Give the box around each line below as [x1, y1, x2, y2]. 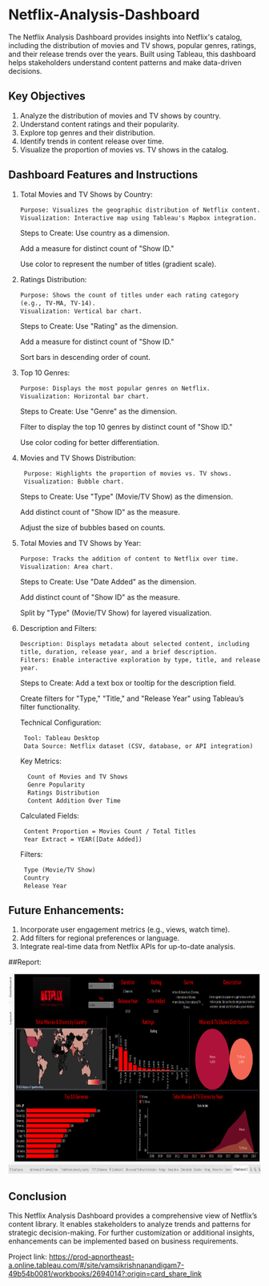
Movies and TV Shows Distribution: [19, 453, 136, 463]
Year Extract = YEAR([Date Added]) [23, 835, 143, 843]
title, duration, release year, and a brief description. [19, 648, 218, 656]
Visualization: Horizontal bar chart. [19, 392, 150, 400]
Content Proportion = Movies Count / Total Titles [23, 827, 196, 835]
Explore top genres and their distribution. [19, 127, 155, 137]
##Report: [8, 957, 42, 967]
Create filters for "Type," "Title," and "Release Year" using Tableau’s [19, 694, 244, 703]
